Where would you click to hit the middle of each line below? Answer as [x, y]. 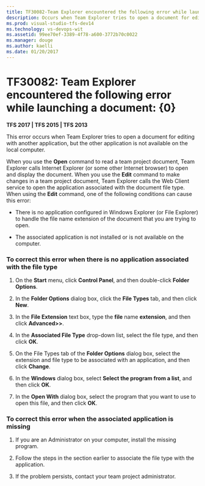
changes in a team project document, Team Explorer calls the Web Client [98, 181]
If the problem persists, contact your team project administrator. [95, 476]
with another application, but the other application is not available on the [97, 143]
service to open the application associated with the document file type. [95, 187]
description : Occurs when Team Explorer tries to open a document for [98, 18]
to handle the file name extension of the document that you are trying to [106, 219]
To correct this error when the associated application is [90, 419]
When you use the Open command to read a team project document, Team [101, 161]
